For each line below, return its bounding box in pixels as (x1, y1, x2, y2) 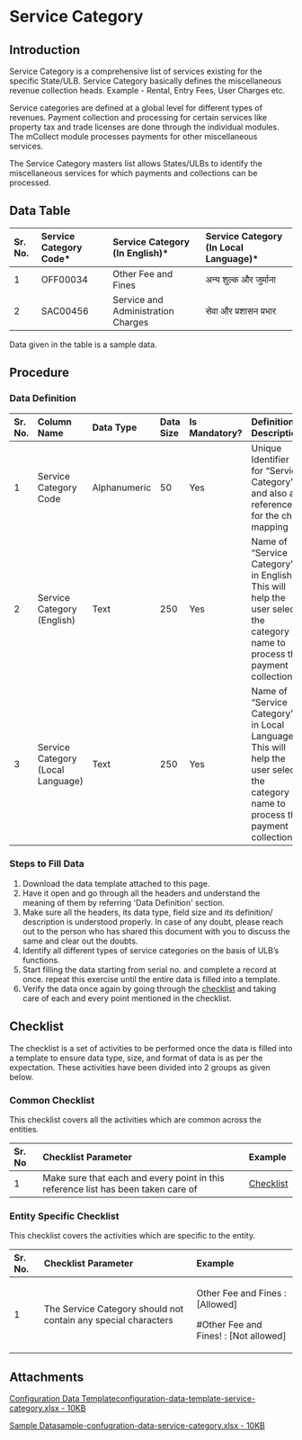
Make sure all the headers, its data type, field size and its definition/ (22, 907, 273, 917)
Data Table (9, 203, 71, 219)
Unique (251, 442, 282, 454)
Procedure (9, 365, 70, 380)
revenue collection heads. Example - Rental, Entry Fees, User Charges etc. (9, 85, 286, 95)
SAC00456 (40, 304, 89, 317)
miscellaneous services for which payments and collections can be (9, 168, 258, 178)
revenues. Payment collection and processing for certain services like (9, 112, 268, 122)
